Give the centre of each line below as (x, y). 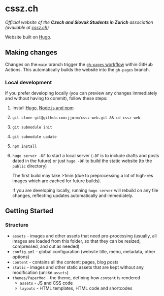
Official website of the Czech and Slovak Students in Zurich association (79, 22)
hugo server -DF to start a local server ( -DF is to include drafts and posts (85, 156)
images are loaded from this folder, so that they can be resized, (77, 241)
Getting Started (29, 211)
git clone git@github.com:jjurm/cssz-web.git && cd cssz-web (76, 118)
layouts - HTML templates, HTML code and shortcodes (76, 288)
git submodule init (32, 128)
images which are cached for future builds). (57, 181)
